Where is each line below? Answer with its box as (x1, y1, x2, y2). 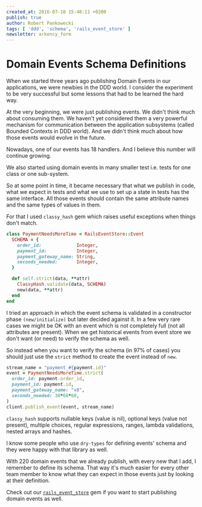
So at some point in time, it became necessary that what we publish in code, (6, 182, 196, 189)
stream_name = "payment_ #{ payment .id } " (6, 364, 107, 370)
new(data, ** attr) (17, 286, 63, 293)
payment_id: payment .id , (11, 381, 74, 387)
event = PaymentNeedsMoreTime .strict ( (6, 370, 104, 376)
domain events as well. (6, 495, 63, 502)
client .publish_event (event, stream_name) (6, 404, 115, 410)
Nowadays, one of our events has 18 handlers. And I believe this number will (6, 146, 196, 153)
